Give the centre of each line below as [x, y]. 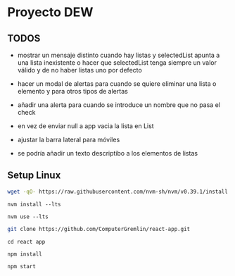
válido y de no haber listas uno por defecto [80, 70]
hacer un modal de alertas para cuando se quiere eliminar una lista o [117, 84]
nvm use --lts [28, 217]
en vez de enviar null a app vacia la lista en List [85, 126]
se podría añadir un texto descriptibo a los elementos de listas [108, 153]
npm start [22, 266]
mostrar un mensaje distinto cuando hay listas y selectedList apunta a [119, 55]
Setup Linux [34, 176]
